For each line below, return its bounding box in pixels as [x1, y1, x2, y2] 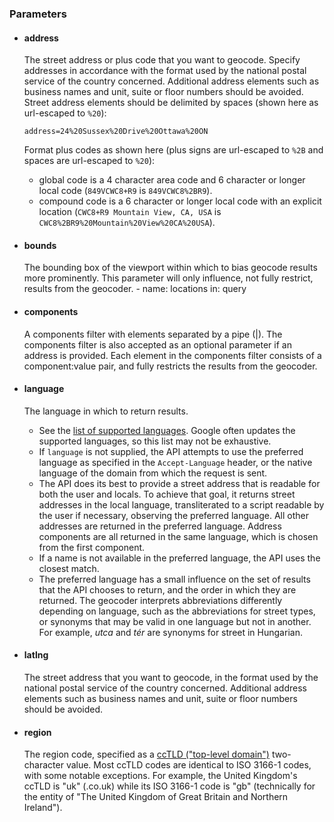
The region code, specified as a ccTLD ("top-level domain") [23, 748, 270, 761]
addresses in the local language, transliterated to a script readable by [38, 498, 325, 511]
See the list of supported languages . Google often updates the [38, 424, 296, 436]
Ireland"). [23, 802, 63, 814]
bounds [23, 239, 57, 251]
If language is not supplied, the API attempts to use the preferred [38, 445, 304, 457]
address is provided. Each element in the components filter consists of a [23, 349, 322, 361]
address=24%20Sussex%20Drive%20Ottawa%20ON [23, 127, 209, 137]
